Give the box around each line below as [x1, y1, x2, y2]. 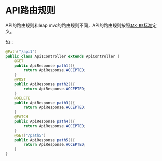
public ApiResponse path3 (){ [14, 100, 75, 105]
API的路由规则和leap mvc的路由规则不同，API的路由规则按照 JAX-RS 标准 [5, 22, 153, 28]
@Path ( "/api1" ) [5, 49, 37, 54]
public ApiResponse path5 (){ [14, 137, 75, 143]
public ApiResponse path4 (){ [14, 119, 75, 124]
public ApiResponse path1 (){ [14, 63, 75, 68]
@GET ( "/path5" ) [14, 133, 46, 138]
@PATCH [14, 114, 28, 119]
